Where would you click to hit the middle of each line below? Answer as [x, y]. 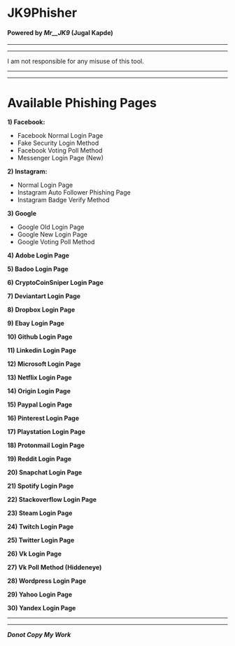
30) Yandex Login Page [42, 608]
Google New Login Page [52, 234]
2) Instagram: [27, 171]
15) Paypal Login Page [40, 405]
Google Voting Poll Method [56, 242]
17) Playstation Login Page [47, 432]
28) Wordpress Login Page [47, 581]
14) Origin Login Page [39, 391]
